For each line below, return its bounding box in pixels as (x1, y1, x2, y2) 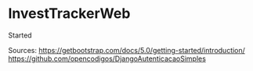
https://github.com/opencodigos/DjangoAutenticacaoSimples (8, 54, 206, 63)
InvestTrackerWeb (8, 5, 131, 23)
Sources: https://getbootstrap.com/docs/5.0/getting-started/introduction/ (8, 45, 245, 55)
